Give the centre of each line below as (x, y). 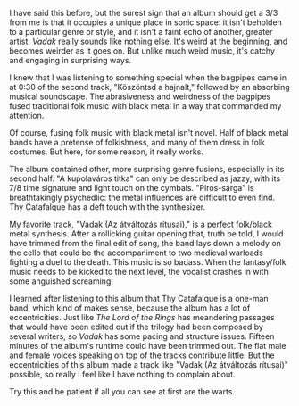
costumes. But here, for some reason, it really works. (106, 152)
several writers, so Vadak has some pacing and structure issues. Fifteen (142, 336)
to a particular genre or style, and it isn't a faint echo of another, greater (141, 32)
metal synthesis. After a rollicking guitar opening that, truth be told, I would (146, 234)
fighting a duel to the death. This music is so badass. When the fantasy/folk (148, 262)
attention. (27, 116)
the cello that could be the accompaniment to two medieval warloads (136, 253)
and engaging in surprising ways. (71, 60)
